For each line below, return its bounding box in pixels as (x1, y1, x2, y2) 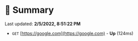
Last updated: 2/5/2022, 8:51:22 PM (4, 21, 81, 27)
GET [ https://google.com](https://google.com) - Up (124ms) (11, 30, 133, 36)
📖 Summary (4, 4, 54, 16)
